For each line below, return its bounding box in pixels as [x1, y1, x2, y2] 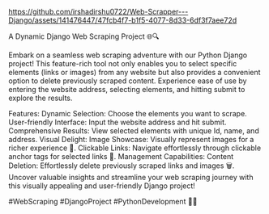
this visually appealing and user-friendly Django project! [8, 181, 196, 191]
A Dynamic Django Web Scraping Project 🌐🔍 [8, 31, 160, 41]
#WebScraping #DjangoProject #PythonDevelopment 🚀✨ [8, 197, 198, 206]
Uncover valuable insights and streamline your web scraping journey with [8, 173, 254, 182]
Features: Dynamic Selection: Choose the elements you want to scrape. [8, 109, 247, 118]
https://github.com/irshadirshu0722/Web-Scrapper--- [8, 7, 189, 16]
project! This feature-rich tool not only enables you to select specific [8, 59, 237, 68]
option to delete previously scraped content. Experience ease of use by [8, 76, 247, 86]
